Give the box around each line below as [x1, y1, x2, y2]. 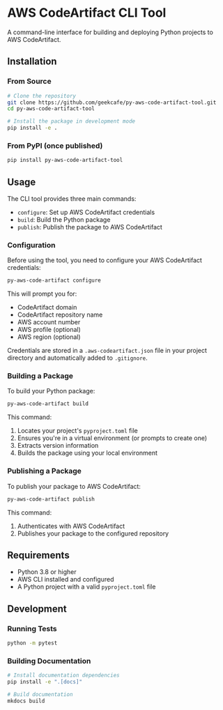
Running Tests [7, 624, 57, 633]
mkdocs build [7, 697, 45, 704]
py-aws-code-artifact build [7, 400, 89, 407]
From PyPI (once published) [7, 141, 103, 151]
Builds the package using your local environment [17, 448, 158, 458]
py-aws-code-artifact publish [7, 495, 95, 503]
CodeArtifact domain [17, 303, 77, 312]
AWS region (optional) [17, 333, 82, 341]
